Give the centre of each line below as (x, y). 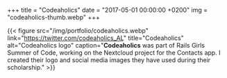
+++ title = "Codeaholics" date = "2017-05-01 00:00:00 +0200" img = (108, 10)
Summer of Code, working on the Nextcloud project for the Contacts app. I (114, 52)
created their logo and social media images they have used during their (109, 60)
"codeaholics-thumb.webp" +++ (54, 17)
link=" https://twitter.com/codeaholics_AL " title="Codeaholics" (95, 38)
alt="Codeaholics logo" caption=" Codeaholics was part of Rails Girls (106, 45)
